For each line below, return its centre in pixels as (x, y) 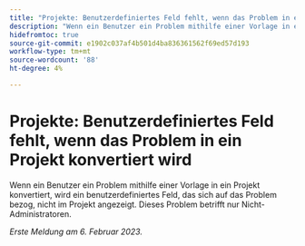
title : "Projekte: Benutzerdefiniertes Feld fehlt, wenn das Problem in (150, 18)
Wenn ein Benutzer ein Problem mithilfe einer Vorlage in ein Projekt (135, 185)
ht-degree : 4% (36, 69)
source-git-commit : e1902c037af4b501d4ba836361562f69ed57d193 (129, 43)
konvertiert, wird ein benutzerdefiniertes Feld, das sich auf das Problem (143, 194)
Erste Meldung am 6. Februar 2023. (76, 231)
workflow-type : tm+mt (50, 52)
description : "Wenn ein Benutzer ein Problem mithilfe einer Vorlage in (150, 26)
